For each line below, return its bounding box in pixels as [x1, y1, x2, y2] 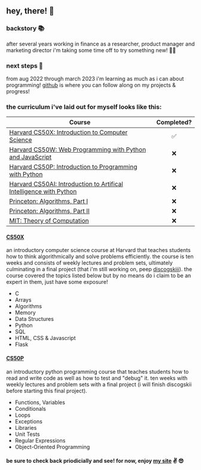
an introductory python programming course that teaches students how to [6, 368, 189, 375]
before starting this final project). [6, 387, 88, 394]
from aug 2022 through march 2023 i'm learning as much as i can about [6, 75, 184, 82]
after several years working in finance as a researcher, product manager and [6, 40, 195, 47]
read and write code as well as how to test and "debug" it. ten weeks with [6, 374, 188, 381]
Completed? [156, 118, 192, 126]
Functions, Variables [14, 399, 66, 406]
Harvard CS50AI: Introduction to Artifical [9, 180, 124, 189]
